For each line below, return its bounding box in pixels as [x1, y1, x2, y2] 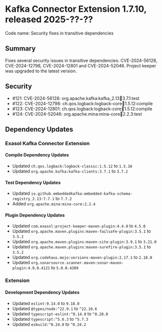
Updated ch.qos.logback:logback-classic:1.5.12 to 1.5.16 [12, 163, 132, 169]
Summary [5, 44, 36, 53]
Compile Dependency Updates [5, 152, 69, 158]
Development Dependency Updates [5, 289, 80, 295]
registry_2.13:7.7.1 [12, 197, 55, 202]
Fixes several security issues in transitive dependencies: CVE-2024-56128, [5, 58, 158, 63]
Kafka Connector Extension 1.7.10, [5, 3, 147, 15]
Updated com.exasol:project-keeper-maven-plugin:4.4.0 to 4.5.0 [12, 223, 146, 229]
